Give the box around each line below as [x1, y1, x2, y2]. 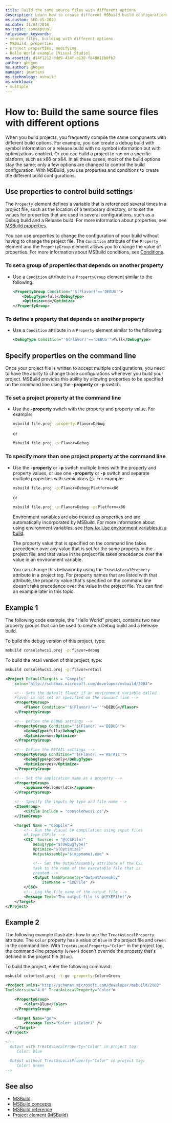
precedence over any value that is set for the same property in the [12, 546, 153, 552]
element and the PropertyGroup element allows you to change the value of [5, 244, 161, 250]
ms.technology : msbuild [5, 75, 56, 80]
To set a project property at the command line [5, 394, 121, 402]
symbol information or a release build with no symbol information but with [5, 145, 161, 151]
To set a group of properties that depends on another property [5, 262, 164, 269]
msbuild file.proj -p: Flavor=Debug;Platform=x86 [12, 485, 119, 491]
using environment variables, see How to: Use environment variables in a [12, 525, 167, 531]
